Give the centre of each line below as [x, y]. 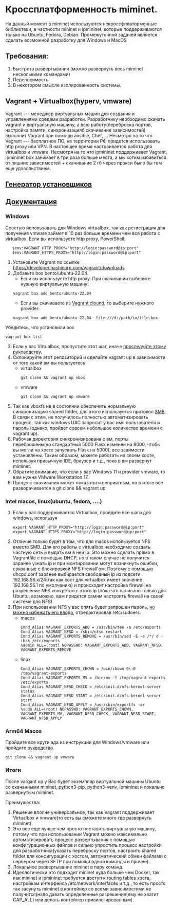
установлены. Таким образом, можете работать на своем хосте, [84, 455]
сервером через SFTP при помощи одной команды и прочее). [81, 861]
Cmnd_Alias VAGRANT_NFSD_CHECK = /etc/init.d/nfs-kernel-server [91, 687]
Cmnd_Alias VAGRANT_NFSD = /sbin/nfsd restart [71, 632]
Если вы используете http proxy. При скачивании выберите [85, 278]
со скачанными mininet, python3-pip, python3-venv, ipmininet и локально [85, 787]
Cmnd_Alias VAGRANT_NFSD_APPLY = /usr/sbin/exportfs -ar [83, 705]
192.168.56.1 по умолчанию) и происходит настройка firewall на [82, 585]
